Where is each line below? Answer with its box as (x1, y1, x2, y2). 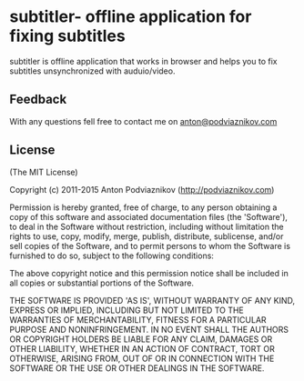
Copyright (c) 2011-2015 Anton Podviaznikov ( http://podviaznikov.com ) (9, 184, 275, 195)
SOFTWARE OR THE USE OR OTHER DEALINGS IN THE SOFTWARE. (9, 362, 265, 374)
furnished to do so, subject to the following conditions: (9, 250, 214, 261)
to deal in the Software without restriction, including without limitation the (9, 221, 284, 232)
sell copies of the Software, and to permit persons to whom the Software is (9, 240, 291, 251)
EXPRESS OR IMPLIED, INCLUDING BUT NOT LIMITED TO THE (9, 305, 244, 316)
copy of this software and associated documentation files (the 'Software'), (9, 211, 289, 222)
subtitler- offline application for (9, 6, 252, 27)
